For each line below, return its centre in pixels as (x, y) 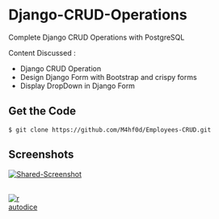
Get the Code (42, 111)
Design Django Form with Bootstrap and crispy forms (108, 77)
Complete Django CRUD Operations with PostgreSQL (97, 37)
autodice (23, 207)
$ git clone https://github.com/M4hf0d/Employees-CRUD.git (110, 130)
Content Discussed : (42, 53)
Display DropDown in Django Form (78, 86)
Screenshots (41, 155)
